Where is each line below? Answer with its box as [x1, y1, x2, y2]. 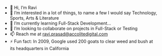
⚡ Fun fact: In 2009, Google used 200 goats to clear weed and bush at [9, 38, 153, 44]
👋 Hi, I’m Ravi [9, 5, 37, 10]
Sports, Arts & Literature [9, 15, 59, 21]
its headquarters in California [9, 46, 69, 51]
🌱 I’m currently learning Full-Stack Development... [9, 20, 111, 26]
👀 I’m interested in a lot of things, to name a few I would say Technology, [9, 10, 158, 16]
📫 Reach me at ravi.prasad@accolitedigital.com [9, 31, 108, 37]
